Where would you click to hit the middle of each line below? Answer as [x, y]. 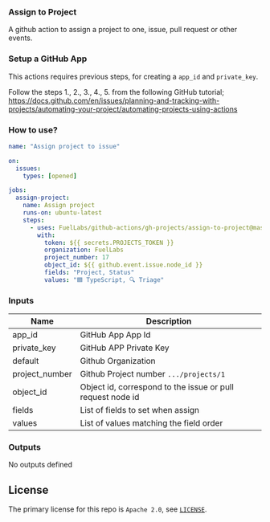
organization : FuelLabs [84, 250]
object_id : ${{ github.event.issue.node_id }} [123, 265]
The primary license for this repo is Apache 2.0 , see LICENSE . [108, 509]
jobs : [17, 190]
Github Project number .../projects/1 [153, 374]
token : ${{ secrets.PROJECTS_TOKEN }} [109, 243]
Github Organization [118, 361]
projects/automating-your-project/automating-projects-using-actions [123, 109]
